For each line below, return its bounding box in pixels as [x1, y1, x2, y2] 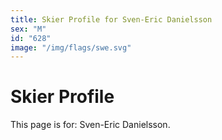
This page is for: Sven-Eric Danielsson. [10, 119, 171, 131]
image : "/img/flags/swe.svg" [10, 42, 132, 53]
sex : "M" [10, 24, 47, 34]
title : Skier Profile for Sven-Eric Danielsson [10, 14, 213, 25]
